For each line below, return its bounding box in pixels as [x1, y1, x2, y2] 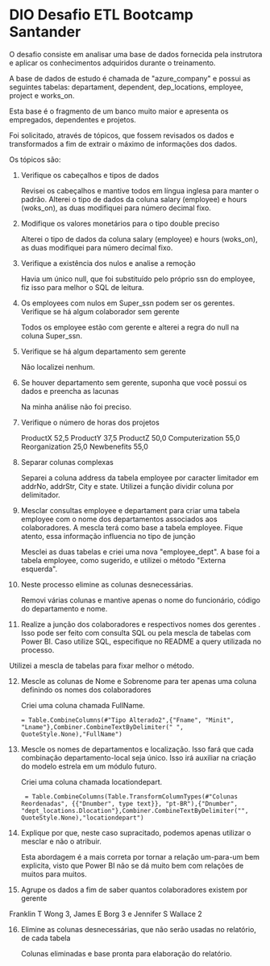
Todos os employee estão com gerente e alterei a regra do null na [20, 322, 239, 332]
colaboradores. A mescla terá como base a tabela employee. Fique [20, 522, 243, 533]
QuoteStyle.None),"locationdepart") [20, 814, 144, 822]
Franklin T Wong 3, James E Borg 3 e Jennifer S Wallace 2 [9, 909, 202, 918]
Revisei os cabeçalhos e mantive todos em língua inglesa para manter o [20, 185, 260, 195]
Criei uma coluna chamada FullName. [20, 700, 146, 710]
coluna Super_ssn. [20, 330, 83, 340]
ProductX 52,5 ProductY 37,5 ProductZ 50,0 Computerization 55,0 [20, 433, 240, 442]
